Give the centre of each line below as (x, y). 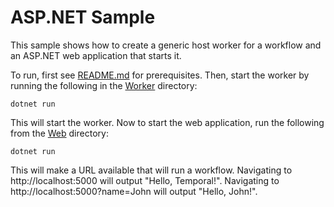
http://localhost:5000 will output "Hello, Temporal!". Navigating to (145, 180)
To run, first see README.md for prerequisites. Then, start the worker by (160, 75)
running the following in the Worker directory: (104, 85)
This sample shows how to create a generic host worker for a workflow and (166, 45)
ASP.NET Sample (83, 17)
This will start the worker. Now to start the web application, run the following (167, 122)
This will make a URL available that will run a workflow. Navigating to (151, 170)
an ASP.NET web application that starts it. (96, 55)
